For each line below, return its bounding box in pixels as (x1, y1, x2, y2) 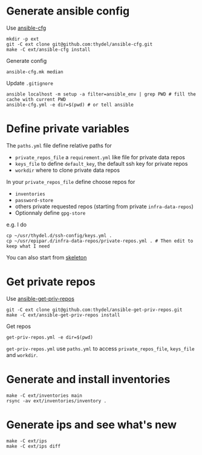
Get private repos (6, 275, 96, 289)
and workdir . (6, 351, 38, 358)
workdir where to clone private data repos (15, 166, 120, 174)
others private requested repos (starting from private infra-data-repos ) (15, 203, 194, 210)
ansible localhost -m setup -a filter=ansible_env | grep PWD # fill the (6, 91, 197, 97)
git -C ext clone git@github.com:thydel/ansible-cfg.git (6, 41, 153, 47)
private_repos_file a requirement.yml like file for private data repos (15, 153, 186, 161)
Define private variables (6, 122, 130, 136)
